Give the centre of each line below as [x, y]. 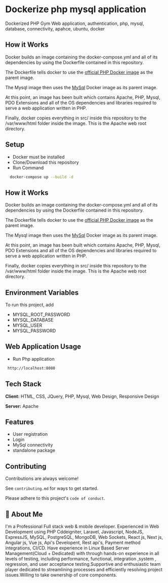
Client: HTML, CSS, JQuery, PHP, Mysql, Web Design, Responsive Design [82, 396]
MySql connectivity [33, 445]
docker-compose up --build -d [41, 177]
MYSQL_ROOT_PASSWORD [41, 315]
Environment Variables [42, 293]
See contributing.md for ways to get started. [52, 489]
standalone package [34, 451]
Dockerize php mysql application [76, 9]
